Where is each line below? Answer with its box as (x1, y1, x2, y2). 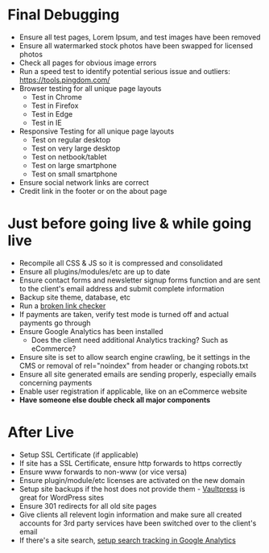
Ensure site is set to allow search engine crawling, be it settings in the (19, 352, 250, 361)
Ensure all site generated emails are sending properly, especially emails (19, 369, 257, 379)
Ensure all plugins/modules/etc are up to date (19, 266, 171, 276)
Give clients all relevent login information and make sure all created (19, 510, 242, 519)
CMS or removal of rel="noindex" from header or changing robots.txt (19, 361, 249, 370)
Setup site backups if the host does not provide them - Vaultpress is (19, 484, 246, 493)
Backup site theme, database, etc (19, 292, 130, 302)
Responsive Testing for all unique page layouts (19, 126, 175, 136)
